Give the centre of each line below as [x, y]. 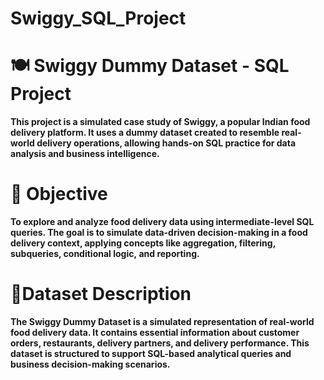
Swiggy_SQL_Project [98, 18]
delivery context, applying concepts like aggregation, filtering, [143, 243]
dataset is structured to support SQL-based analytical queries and [151, 353]
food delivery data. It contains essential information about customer [155, 332]
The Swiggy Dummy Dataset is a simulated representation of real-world [162, 321]
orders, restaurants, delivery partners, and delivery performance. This [160, 343]
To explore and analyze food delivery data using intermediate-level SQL [162, 222]
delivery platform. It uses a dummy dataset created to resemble [145, 133]
